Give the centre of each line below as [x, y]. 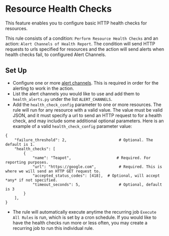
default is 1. [20, 144]
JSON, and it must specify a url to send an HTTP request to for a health [87, 115]
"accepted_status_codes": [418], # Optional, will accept [96, 176]
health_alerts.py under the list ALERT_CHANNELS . [62, 99]
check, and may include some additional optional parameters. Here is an [88, 121]
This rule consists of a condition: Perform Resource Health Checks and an [82, 38]
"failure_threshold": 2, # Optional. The [84, 140]
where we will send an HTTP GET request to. [53, 171]
